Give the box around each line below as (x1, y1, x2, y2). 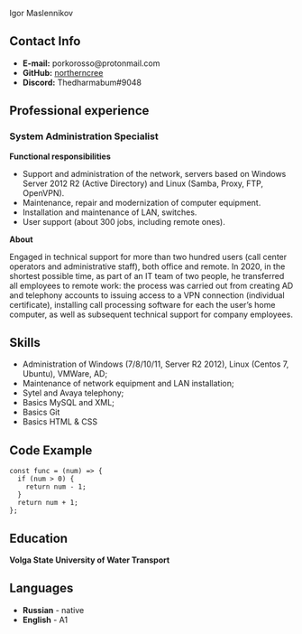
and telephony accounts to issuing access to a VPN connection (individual (9, 289, 286, 301)
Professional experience (9, 103, 150, 118)
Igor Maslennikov (9, 8, 74, 18)
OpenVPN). (22, 187, 65, 198)
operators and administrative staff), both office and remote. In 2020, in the (9, 261, 286, 272)
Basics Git (22, 406, 60, 418)
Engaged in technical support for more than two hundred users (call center (9, 251, 288, 262)
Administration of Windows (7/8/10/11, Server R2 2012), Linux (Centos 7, (22, 359, 289, 369)
